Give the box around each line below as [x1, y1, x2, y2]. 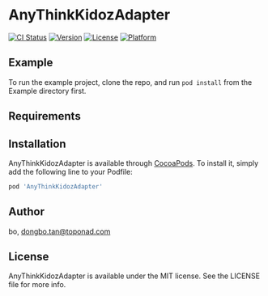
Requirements [8, 109, 81, 123]
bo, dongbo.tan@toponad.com [8, 226, 111, 236]
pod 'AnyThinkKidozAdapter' [8, 182, 104, 191]
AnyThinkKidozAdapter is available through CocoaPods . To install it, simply [8, 158, 259, 167]
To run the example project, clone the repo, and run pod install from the [8, 77, 253, 87]
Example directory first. [8, 86, 87, 95]
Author [8, 205, 45, 219]
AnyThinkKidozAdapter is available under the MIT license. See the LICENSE [8, 271, 261, 281]
